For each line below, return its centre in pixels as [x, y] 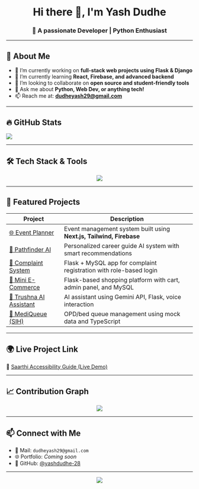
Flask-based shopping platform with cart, [122, 279]
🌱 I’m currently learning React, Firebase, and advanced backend [94, 77]
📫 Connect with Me [44, 433]
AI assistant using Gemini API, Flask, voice [123, 297]
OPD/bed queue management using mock [122, 314]
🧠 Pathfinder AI [30, 249]
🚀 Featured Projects [43, 202]
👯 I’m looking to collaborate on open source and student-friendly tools [102, 83]
